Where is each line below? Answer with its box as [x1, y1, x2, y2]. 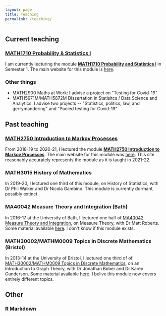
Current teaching [5, 35, 59, 43]
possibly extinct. [5, 191, 39, 197]
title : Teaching [5, 12, 39, 17]
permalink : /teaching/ [5, 16, 52, 21]
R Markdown [5, 306, 36, 313]
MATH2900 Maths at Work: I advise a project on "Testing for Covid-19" [12, 90, 158, 96]
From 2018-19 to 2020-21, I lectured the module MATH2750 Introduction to [5, 146, 160, 152]
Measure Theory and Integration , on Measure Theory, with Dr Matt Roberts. [5, 220, 160, 226]
